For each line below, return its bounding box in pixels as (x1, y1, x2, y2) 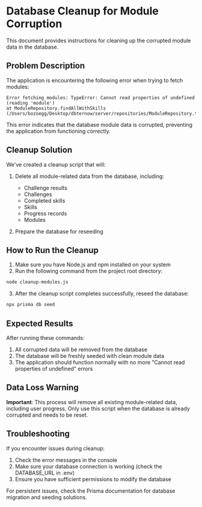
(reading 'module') (6, 100, 55, 106)
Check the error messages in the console (14, 456, 118, 464)
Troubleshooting (6, 429, 70, 439)
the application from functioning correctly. (6, 128, 111, 135)
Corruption (6, 17, 63, 31)
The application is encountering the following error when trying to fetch (6, 76, 183, 84)
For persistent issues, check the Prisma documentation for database (6, 487, 176, 494)
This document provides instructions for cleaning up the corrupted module (6, 37, 191, 44)
